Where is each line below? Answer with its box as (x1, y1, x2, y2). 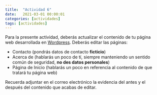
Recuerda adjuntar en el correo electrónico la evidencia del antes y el (5, 79, 146, 85)
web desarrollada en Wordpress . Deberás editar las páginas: (5, 40, 128, 46)
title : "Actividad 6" (5, 7, 52, 12)
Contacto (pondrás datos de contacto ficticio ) (12, 49, 106, 55)
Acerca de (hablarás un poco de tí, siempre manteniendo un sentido (12, 54, 151, 60)
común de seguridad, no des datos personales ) (12, 59, 110, 65)
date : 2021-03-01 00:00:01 (5, 12, 65, 17)
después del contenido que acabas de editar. (5, 84, 97, 91)
